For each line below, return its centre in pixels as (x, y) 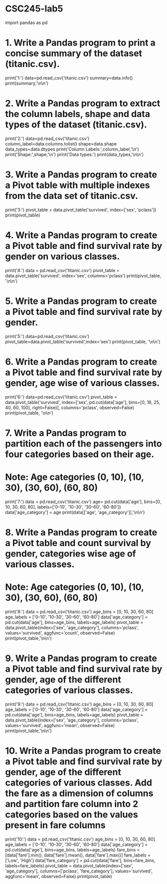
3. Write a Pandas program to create (81, 174)
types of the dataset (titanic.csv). (76, 125)
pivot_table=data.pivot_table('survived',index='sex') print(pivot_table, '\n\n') (83, 341)
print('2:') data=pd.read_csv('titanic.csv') (47, 138)
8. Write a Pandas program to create (81, 532)
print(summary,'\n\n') (27, 83)
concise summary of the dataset (74, 53)
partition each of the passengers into (83, 443)
